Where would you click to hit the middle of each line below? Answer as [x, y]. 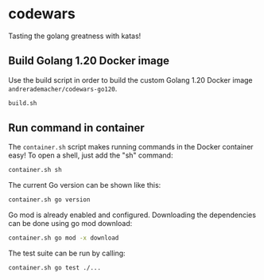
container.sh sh [35, 170]
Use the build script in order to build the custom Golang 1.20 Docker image [130, 80]
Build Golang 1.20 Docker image [89, 61]
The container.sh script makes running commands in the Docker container [131, 147]
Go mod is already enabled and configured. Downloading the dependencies [132, 215]
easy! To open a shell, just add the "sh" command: [91, 155]
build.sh [23, 103]
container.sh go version [49, 200]
